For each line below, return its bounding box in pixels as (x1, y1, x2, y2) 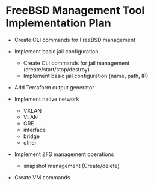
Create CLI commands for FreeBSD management (14, 36, 136, 43)
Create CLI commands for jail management (23, 59, 130, 67)
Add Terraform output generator (14, 83, 94, 91)
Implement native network (14, 95, 79, 103)
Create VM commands (14, 173, 70, 181)
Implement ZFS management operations (14, 151, 114, 158)
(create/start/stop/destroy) (23, 65, 90, 73)
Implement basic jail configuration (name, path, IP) (23, 72, 149, 79)
